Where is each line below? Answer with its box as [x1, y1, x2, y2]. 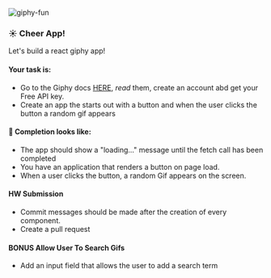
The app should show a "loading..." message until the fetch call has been [19, 145, 264, 154]
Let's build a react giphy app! [8, 46, 106, 56]
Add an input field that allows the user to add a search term [19, 261, 218, 271]
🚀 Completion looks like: [8, 127, 91, 137]
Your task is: [8, 65, 51, 74]
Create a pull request [19, 224, 91, 234]
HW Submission [8, 189, 64, 199]
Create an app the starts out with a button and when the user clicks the [19, 99, 257, 109]
